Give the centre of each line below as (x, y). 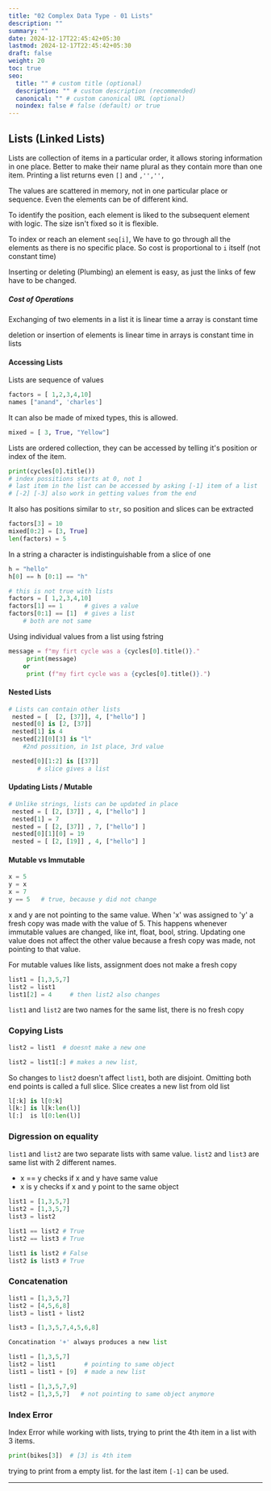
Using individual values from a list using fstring (86, 636)
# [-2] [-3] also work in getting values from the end (102, 494)
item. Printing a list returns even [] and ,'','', (87, 175)
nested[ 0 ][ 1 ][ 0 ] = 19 (48, 834)
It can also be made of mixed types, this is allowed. (94, 417)
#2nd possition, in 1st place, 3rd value (93, 747)
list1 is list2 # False (48, 1253)
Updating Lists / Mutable (50, 787)
